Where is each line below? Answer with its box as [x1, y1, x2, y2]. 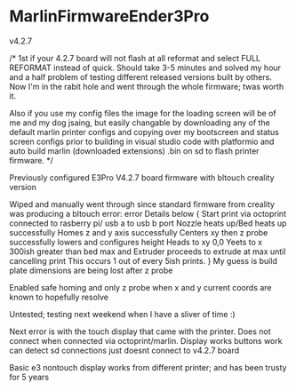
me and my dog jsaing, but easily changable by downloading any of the [9, 117, 271, 128]
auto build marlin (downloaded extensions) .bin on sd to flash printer [9, 145, 260, 156]
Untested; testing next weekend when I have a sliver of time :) [9, 308, 236, 319]
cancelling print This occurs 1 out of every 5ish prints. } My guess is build [9, 255, 277, 266]
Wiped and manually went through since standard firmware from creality [9, 198, 276, 210]
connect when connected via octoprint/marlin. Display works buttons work [9, 335, 283, 346]
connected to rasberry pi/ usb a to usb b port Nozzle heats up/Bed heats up [9, 218, 287, 228]
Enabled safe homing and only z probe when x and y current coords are [9, 282, 273, 292]
